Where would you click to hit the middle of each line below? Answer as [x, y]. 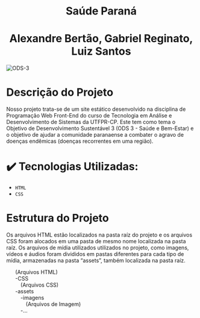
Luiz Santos [101, 51]
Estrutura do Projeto [58, 218]
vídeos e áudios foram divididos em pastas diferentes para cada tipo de [95, 254]
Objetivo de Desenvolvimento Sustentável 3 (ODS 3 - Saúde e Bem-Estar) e [100, 128]
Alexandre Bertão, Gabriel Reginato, [101, 39]
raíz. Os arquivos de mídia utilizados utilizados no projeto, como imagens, [98, 248]
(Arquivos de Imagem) [53, 304]
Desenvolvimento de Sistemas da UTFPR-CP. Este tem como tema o [91, 122]
